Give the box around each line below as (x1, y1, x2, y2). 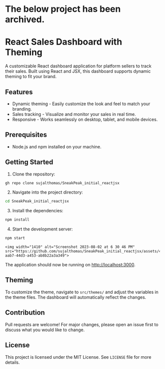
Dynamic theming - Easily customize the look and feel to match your (12, 101, 151, 107)
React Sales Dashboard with (5, 36, 122, 48)
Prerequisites (5, 131, 47, 139)
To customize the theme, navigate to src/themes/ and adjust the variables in (5, 289, 159, 295)
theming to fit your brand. (5, 74, 57, 80)
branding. (12, 106, 32, 112)
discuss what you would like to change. (5, 327, 85, 333)
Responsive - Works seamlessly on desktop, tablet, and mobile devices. (12, 116, 158, 122)
